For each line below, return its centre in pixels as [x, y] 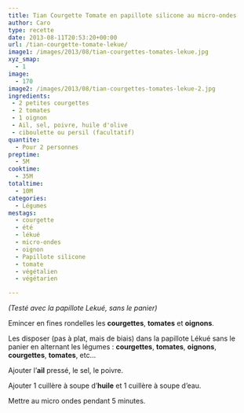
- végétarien [36, 279]
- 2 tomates [31, 111]
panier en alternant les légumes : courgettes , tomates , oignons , [113, 347]
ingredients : [29, 96]
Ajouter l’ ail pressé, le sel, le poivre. [66, 371]
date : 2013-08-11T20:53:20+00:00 [63, 37]
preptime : [24, 154]
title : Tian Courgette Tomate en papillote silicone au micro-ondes [122, 15]
